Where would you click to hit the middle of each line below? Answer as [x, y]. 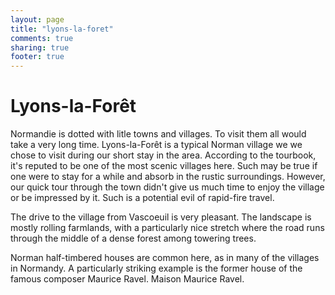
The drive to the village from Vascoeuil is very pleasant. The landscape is [161, 217]
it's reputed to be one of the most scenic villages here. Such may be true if [164, 166]
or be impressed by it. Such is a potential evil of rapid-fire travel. [142, 198]
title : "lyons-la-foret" [62, 29]
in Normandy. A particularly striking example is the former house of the [156, 268]
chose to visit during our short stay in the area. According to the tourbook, [163, 155]
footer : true [37, 57]
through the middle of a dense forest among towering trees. [133, 238]
